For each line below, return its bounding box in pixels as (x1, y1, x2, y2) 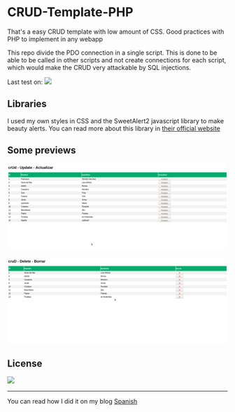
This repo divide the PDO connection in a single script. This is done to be (7, 48, 218, 57)
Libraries (7, 98, 47, 110)
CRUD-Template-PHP (7, 4, 134, 20)
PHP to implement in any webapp (7, 34, 104, 43)
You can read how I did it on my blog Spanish (7, 397, 138, 406)
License (7, 357, 43, 369)
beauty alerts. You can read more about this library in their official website (7, 124, 220, 132)
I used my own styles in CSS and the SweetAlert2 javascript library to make (7, 116, 225, 125)
